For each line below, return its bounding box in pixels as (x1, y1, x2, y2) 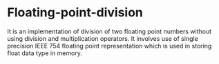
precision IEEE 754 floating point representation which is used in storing (7, 42, 212, 50)
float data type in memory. (7, 49, 83, 57)
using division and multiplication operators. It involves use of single (7, 34, 198, 42)
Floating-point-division (7, 5, 144, 20)
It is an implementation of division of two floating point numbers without (7, 27, 212, 35)
